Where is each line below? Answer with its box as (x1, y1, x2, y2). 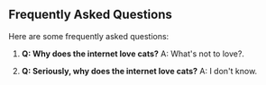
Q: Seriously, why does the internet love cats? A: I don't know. (21, 65, 258, 76)
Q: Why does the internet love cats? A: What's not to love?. (21, 48, 245, 59)
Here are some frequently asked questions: (8, 30, 170, 41)
